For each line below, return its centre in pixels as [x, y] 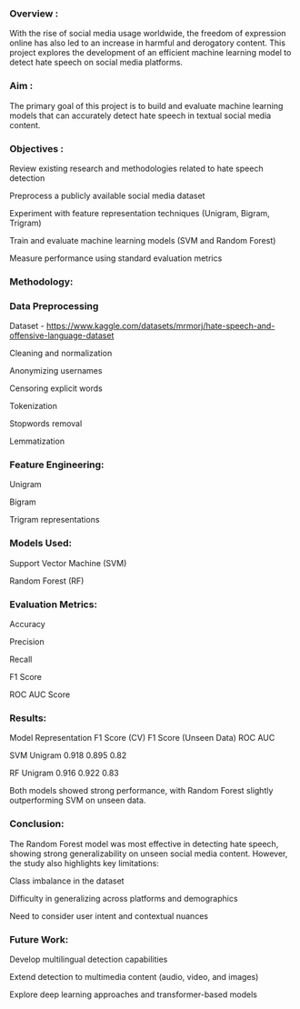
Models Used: [41, 544]
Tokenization [33, 406]
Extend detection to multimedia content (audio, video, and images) [134, 976]
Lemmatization [37, 441]
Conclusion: [37, 824]
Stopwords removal [46, 424]
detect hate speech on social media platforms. [96, 63]
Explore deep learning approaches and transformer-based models [133, 994]
